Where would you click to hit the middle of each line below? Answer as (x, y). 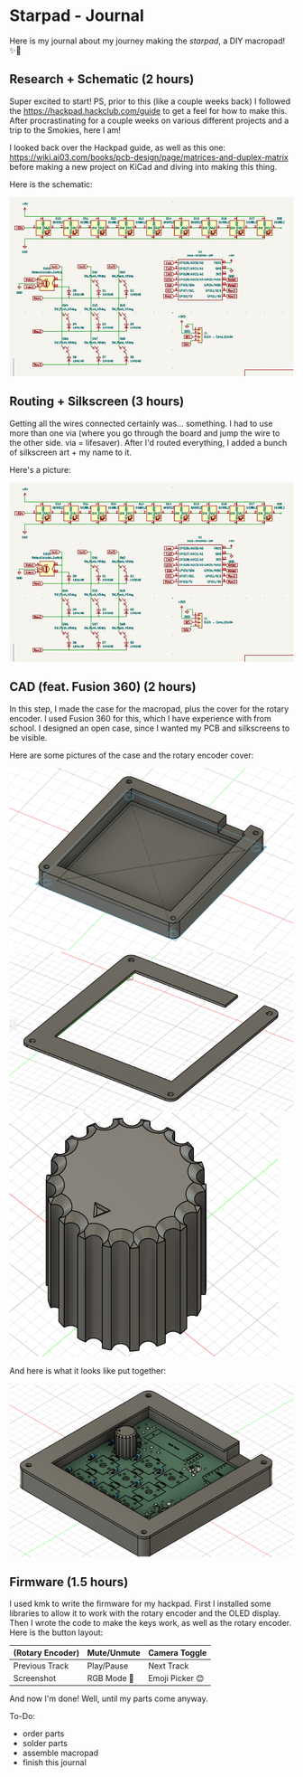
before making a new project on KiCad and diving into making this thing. (143, 166)
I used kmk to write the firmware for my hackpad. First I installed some (140, 1604)
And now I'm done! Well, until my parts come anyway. (109, 1698)
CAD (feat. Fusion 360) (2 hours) (103, 687)
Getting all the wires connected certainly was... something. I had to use (141, 423)
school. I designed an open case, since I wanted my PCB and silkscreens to (150, 728)
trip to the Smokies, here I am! (65, 130)
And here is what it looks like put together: (88, 1371)
